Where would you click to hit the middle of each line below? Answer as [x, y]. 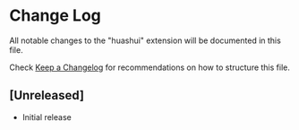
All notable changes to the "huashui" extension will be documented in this [145, 40]
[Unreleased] [47, 95]
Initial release [47, 117]
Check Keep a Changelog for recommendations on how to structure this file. [150, 67]
